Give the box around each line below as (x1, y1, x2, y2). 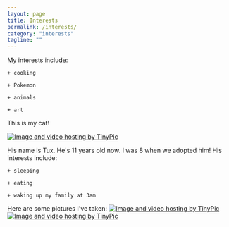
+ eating (7, 180, 33, 187)
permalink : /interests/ (7, 23, 78, 30)
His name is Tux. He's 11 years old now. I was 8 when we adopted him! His (7, 146, 222, 155)
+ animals (7, 94, 37, 102)
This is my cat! (7, 119, 50, 128)
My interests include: (7, 56, 68, 64)
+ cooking (7, 70, 37, 77)
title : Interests (7, 17, 58, 24)
